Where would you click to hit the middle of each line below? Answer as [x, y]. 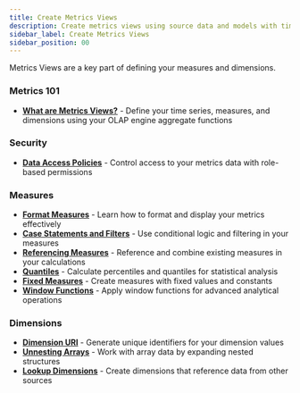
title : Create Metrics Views [63, 17]
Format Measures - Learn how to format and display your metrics [143, 214]
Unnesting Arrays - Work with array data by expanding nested [138, 352]
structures [41, 362]
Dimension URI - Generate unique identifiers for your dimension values [153, 343]
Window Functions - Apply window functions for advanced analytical [150, 290]
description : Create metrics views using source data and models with [143, 26]
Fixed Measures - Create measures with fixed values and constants [147, 281]
